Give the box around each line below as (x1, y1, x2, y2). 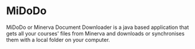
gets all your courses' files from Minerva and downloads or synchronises (6, 30, 185, 37)
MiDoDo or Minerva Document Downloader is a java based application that (6, 24, 189, 31)
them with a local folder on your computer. (6, 36, 110, 43)
